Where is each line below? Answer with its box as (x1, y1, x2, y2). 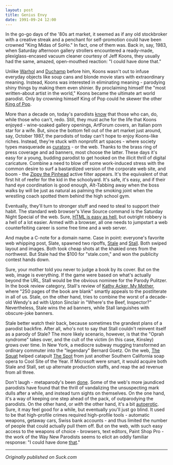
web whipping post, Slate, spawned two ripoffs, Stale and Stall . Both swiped (5, 240, 167, 247)
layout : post (5, 7, 33, 13)
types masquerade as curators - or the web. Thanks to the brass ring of (5, 144, 158, 150)
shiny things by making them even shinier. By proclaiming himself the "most (5, 85, 166, 91)
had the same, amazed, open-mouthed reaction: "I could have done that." (5, 59, 162, 65)
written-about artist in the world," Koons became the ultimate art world (5, 90, 155, 97)
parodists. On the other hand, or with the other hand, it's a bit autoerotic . (5, 401, 159, 407)
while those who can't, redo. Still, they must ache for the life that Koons (5, 117, 157, 123)
